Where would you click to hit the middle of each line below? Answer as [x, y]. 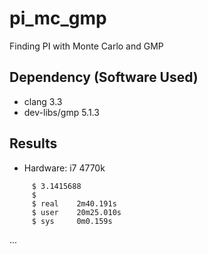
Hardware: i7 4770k [64, 168]
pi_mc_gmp [58, 18]
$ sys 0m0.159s [72, 221]
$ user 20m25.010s [76, 212]
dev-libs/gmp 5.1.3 [61, 112]
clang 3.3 [43, 101]
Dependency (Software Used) [104, 77]
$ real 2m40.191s [74, 203]
